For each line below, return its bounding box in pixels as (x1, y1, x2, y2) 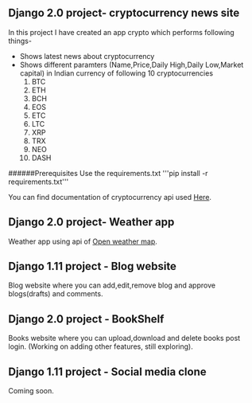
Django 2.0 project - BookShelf (8, 312, 165, 326)
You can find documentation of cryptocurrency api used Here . (8, 192, 212, 201)
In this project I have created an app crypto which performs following (8, 27, 235, 37)
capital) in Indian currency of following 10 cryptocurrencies (19, 68, 213, 78)
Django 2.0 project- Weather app (8, 215, 175, 229)
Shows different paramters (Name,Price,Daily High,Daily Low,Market (19, 60, 244, 69)
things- (8, 36, 32, 45)
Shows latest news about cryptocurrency (19, 51, 155, 61)
